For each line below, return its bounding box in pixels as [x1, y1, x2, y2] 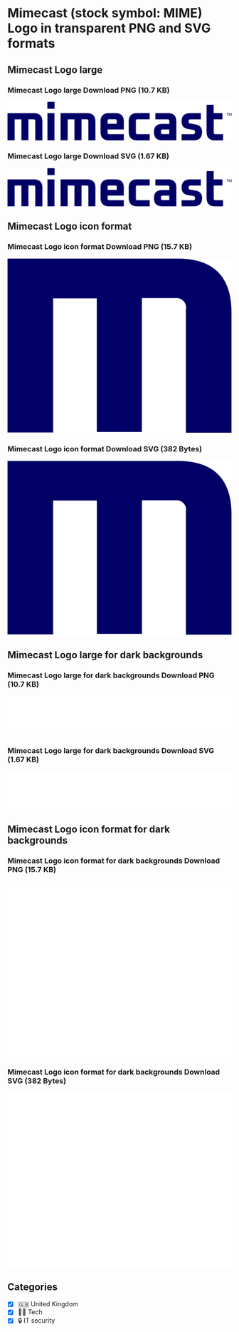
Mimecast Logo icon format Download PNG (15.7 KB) [7, 242, 193, 252]
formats [7, 36, 55, 51]
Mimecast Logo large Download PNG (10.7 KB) [7, 85, 170, 95]
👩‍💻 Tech [17, 1308, 43, 1316]
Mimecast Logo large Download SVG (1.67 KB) [7, 151, 169, 161]
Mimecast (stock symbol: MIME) [7, 5, 203, 21]
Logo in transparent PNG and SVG [7, 20, 211, 36]
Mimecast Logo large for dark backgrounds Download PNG [7, 670, 215, 680]
